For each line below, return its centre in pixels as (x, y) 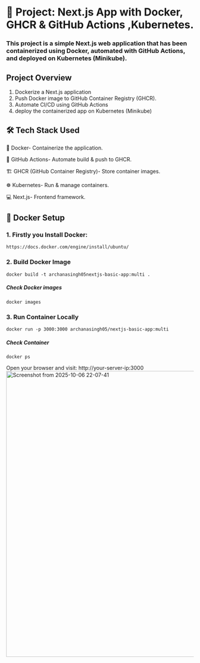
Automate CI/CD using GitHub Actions (61, 104)
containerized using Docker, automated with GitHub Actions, (96, 51)
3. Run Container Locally (43, 317)
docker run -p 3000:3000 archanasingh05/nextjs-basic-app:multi (87, 329)
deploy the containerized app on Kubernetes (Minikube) (83, 111)
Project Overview (39, 78)
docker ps (18, 357)
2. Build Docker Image (39, 262)
